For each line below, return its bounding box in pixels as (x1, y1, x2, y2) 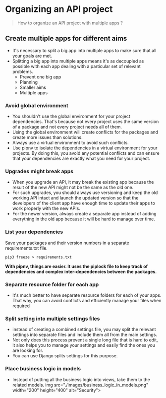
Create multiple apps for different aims (5, 34, 127, 43)
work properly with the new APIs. (12, 205, 80, 211)
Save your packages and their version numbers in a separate (5, 240, 130, 246)
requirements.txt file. (5, 245, 48, 251)
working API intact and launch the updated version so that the (12, 195, 139, 201)
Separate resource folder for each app (5, 281, 99, 288)
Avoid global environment (5, 102, 68, 109)
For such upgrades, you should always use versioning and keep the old (12, 190, 158, 196)
